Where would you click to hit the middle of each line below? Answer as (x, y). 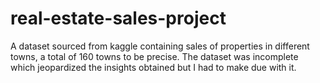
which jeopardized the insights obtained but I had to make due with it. (153, 67)
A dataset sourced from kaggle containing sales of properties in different (160, 46)
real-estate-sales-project (118, 18)
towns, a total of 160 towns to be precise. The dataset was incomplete (154, 56)
